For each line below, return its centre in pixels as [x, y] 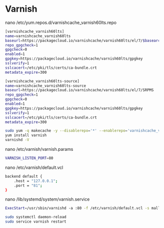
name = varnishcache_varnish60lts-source [46, 86]
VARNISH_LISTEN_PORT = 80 [29, 158]
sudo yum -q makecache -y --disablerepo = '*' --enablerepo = [66, 131]
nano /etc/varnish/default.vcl [34, 167]
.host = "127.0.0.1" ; [36, 181]
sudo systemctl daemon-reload [36, 217]
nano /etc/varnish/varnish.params [39, 149]
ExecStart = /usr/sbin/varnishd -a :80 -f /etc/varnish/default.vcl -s [77, 208]
